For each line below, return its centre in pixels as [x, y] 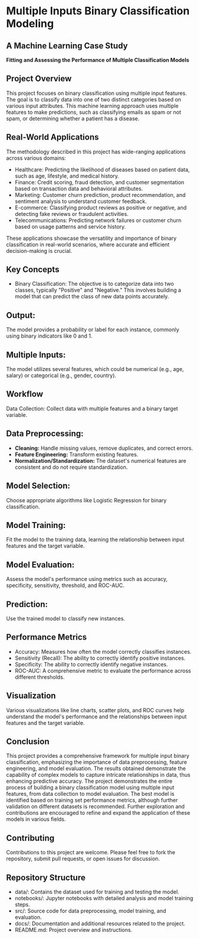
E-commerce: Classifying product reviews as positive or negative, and [101, 208]
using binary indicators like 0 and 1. [49, 336]
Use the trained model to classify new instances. [66, 618]
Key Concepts [33, 270]
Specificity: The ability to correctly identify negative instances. [91, 664]
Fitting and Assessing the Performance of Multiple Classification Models [98, 60]
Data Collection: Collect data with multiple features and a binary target [92, 408]
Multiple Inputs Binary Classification [98, 11]
